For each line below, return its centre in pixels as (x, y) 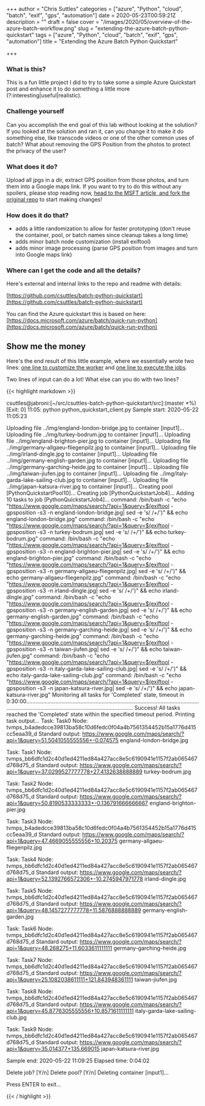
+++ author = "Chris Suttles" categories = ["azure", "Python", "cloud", (95, 9)
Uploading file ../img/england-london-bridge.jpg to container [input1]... (95, 428)
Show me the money (46, 346)
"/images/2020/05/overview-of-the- (147, 22)
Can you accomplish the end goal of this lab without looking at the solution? (102, 124)
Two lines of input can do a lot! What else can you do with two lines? (93, 380)
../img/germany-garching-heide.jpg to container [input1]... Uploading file (97, 467)
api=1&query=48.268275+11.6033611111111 (59, 948)
